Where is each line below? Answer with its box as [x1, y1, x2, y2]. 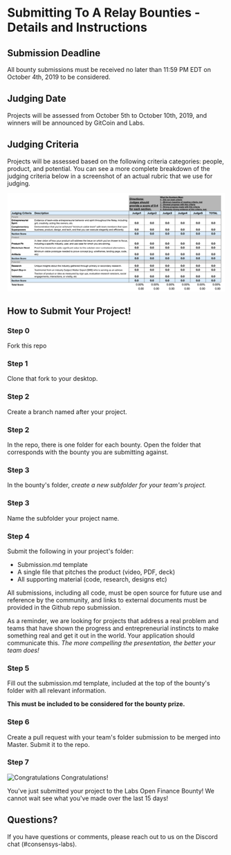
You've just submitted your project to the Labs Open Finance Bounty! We [7, 786, 214, 795]
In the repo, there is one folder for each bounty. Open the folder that [7, 441, 201, 449]
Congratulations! [61, 773, 109, 782]
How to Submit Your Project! [7, 305, 131, 316]
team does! [7, 646, 39, 654]
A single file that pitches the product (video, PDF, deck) [17, 568, 176, 576]
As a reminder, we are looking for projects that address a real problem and [7, 616, 219, 624]
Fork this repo [7, 341, 47, 350]
